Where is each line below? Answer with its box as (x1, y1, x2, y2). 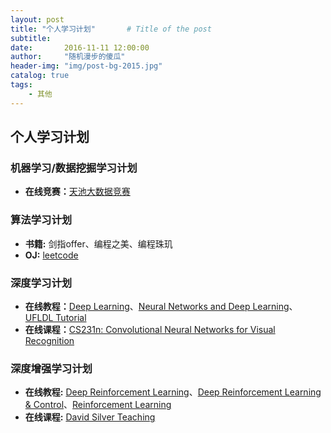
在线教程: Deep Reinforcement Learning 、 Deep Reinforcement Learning (24, 386, 322, 398)
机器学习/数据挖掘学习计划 (10, 161, 138, 175)
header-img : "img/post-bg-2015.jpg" (10, 61, 163, 71)
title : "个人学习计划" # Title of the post (10, 24, 212, 34)
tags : (10, 80, 33, 90)
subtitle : (10, 33, 52, 43)
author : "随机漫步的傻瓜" (10, 52, 126, 62)
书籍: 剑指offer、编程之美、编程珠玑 (24, 237, 173, 250)
